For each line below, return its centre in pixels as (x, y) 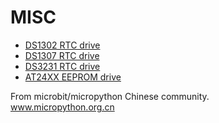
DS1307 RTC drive (62, 55)
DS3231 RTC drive (62, 66)
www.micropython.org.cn (62, 107)
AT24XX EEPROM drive (73, 77)
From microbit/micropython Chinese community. (110, 96)
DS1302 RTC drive (62, 45)
